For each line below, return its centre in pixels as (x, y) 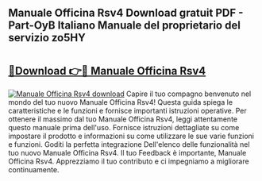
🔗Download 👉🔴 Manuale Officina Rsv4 (107, 71)
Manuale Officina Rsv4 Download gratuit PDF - (126, 13)
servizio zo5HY (47, 38)
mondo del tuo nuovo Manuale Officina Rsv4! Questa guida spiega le (120, 102)
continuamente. (34, 169)
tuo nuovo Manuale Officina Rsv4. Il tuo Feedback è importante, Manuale (127, 153)
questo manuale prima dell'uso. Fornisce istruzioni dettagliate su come (124, 127)
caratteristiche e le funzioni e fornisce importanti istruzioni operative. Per (128, 111)
